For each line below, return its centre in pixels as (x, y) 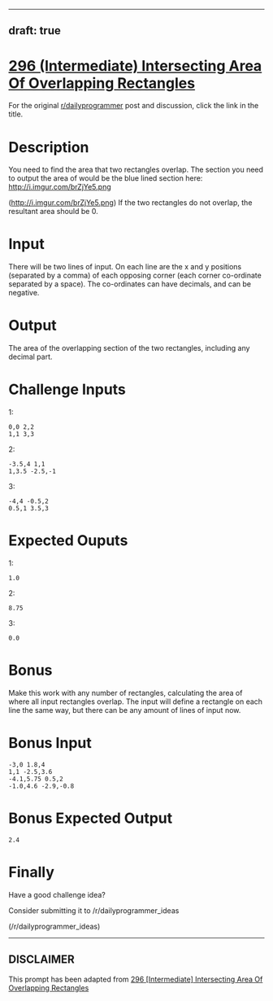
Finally (32, 872)
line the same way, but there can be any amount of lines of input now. (125, 710)
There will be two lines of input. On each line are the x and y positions (125, 267)
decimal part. (30, 357)
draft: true (35, 31)
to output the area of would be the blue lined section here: (106, 178)
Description (49, 147)
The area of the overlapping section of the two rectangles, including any (129, 348)
